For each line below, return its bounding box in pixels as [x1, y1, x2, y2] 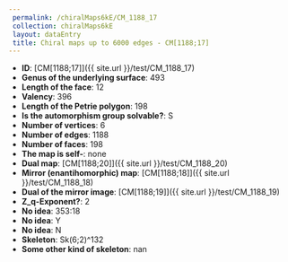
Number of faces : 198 [21, 139, 104, 150]
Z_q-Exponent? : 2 [21, 196, 91, 207]
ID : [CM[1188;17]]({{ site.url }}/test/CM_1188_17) [21, 63, 195, 74]
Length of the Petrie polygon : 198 [21, 100, 149, 112]
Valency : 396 [21, 92, 73, 102]
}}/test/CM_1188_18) [21, 177, 94, 188]
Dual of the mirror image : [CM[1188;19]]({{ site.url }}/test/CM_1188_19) [21, 187, 280, 197]
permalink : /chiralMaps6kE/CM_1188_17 [12, 13, 158, 22]
